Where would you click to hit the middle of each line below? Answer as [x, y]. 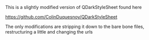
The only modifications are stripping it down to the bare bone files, [75, 26]
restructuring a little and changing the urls [49, 32]
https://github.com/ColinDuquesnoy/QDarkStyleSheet [61, 17]
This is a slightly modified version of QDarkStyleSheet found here [73, 7]
